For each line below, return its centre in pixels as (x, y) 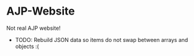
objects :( (27, 46)
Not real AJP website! (34, 28)
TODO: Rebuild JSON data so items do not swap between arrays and (102, 40)
